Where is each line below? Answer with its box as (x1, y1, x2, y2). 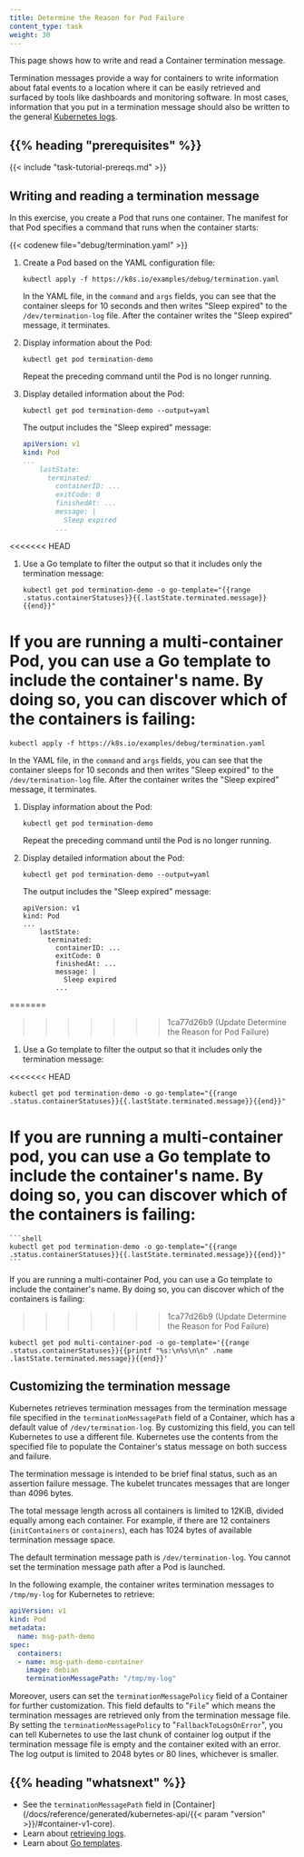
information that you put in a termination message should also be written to (9, 102, 290, 113)
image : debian (25, 1665, 79, 1675)
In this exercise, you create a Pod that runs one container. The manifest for (9, 213, 289, 223)
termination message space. (9, 1534, 116, 1545)
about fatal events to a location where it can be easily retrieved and (9, 83, 261, 94)
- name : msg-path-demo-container (17, 1657, 144, 1666)
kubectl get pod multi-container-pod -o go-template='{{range (9, 1338, 250, 1347)
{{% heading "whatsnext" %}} (9, 1774, 187, 1791)
